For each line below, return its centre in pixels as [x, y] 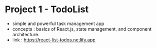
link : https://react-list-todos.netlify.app [54, 40]
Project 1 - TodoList [47, 9]
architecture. [26, 34]
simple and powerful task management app [58, 23]
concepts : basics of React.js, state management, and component [82, 29]
